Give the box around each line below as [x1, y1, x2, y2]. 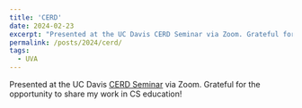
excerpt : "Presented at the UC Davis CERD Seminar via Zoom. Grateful [9, 29, 280, 38]
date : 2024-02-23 [9, 21, 75, 30]
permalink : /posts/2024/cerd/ [9, 37, 123, 47]
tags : [9, 46, 30, 55]
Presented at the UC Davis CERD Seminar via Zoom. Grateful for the [9, 79, 261, 89]
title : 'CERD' [9, 12, 63, 22]
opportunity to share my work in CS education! [9, 88, 182, 99]
